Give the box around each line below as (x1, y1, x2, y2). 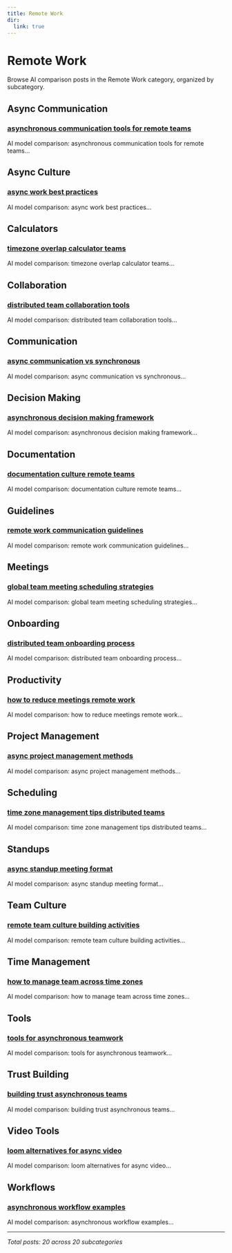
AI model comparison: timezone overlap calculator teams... (7, 260, 175, 268)
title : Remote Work (7, 10, 64, 17)
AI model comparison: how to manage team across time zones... (7, 992, 190, 1001)
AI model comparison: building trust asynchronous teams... (7, 1105, 175, 1114)
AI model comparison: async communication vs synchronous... (7, 372, 186, 380)
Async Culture (7, 166, 71, 178)
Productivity (7, 674, 62, 686)
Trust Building (7, 1069, 69, 1080)
